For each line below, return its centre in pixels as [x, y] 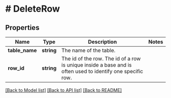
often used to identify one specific [102, 71]
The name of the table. [88, 50]
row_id [16, 68]
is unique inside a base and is [97, 65]
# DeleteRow [33, 9]
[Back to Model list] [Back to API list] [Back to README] [64, 90]
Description [102, 42]
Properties [22, 28]
